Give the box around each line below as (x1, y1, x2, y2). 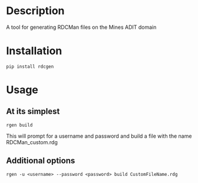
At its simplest (6, 107, 60, 117)
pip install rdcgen (6, 64, 54, 69)
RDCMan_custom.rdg (6, 138, 58, 145)
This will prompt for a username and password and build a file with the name (6, 132, 192, 139)
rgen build (6, 122, 33, 128)
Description (6, 4, 65, 18)
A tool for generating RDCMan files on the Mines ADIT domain (6, 24, 157, 31)
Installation (6, 44, 62, 58)
